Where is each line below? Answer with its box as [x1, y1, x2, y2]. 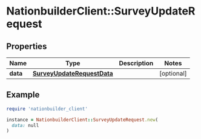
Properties [6, 41, 47, 51]
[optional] [159, 69, 188, 77]
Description [119, 59, 154, 67]
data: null [12, 122, 39, 128]
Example [6, 89, 40, 100]
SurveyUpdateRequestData [32, 69, 113, 77]
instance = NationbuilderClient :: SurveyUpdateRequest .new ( [6, 117, 159, 123]
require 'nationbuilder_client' [6, 106, 88, 112]
